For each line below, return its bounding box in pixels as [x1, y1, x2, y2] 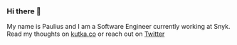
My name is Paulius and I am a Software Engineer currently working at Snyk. [6, 22, 231, 31]
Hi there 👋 [6, 6, 42, 16]
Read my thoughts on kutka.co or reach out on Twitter [6, 30, 165, 38]
